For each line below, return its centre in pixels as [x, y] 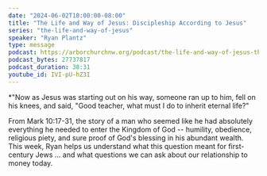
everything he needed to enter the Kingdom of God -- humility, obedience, [130, 129]
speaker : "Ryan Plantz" [48, 38]
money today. [31, 163]
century [21, 155]
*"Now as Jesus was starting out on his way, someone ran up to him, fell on [132, 97]
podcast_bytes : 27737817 [49, 60]
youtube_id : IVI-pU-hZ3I [49, 75]
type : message [32, 45]
